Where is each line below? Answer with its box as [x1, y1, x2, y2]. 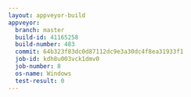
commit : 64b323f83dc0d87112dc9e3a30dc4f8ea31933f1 [15, 48, 184, 56]
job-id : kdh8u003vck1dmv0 [15, 56, 100, 63]
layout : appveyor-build [8, 11, 86, 20]
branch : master [15, 26, 65, 34]
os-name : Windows [15, 70, 72, 77]
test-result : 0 [15, 77, 65, 84]
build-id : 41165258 [15, 33, 79, 41]
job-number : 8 [15, 63, 61, 70]
